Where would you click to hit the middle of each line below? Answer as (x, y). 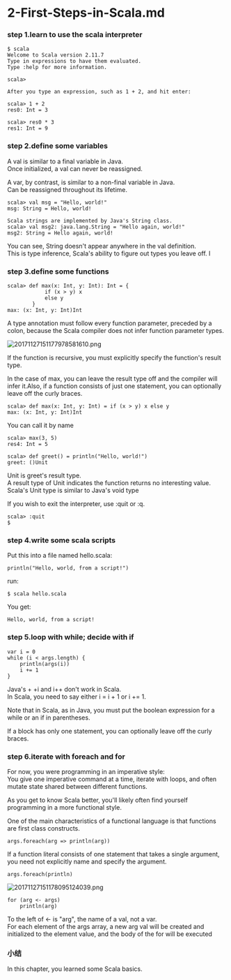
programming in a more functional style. (64, 807)
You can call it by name (41, 425)
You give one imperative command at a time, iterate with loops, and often (112, 779)
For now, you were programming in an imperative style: (86, 771)
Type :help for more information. (57, 68)
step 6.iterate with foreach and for (66, 757)
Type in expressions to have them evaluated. (74, 61)
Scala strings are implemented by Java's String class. (90, 221)
